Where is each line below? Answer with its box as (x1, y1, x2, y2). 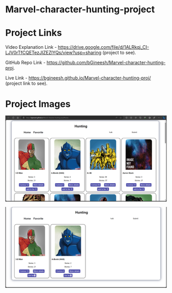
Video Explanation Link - (5, 44, 57, 50)
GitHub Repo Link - (5, 60, 46, 66)
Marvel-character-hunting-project (5, 4, 155, 15)
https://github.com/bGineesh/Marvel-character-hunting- (47, 60, 166, 66)
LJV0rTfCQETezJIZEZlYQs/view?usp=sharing (5, 50, 101, 56)
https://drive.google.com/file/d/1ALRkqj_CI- (58, 44, 149, 50)
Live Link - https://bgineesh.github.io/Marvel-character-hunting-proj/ (5, 75, 151, 81)
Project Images (5, 99, 71, 110)
